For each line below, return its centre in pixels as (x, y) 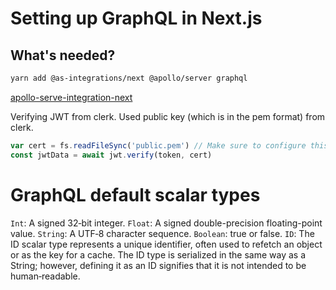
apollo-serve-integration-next (71, 97)
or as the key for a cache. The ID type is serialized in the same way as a (158, 254)
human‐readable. (45, 276)
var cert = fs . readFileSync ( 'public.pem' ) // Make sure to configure (158, 145)
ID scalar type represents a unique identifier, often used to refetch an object (166, 244)
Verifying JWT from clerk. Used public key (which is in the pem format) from (168, 116)
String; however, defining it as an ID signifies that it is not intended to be (158, 265)
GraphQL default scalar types (135, 194)
